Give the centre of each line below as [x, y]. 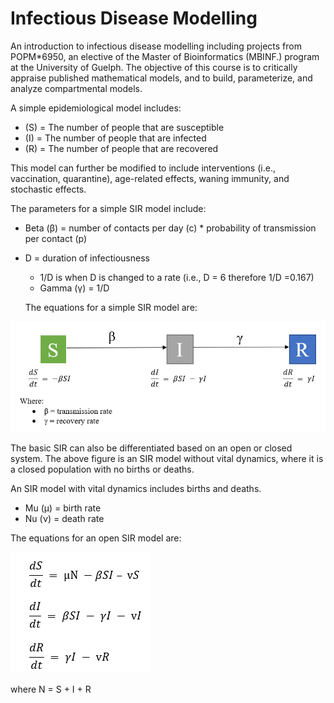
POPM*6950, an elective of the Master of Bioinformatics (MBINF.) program [165, 56]
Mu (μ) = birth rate [63, 508]
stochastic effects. [48, 189]
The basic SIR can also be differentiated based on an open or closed [151, 448]
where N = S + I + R [51, 689]
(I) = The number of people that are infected [115, 138]
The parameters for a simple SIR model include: [108, 208]
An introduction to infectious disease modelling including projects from [156, 46]
